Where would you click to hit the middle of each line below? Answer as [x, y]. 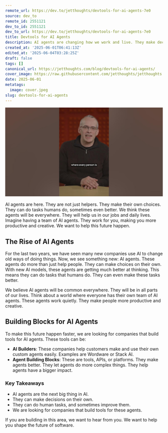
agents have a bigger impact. [42, 370]
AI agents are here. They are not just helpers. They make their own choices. [83, 204]
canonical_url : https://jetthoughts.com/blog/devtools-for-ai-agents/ [80, 69]
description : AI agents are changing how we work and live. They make [80, 43]
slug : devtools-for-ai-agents [37, 95]
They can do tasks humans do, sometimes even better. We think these [77, 210]
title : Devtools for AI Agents [38, 37]
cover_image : [19, 74]
